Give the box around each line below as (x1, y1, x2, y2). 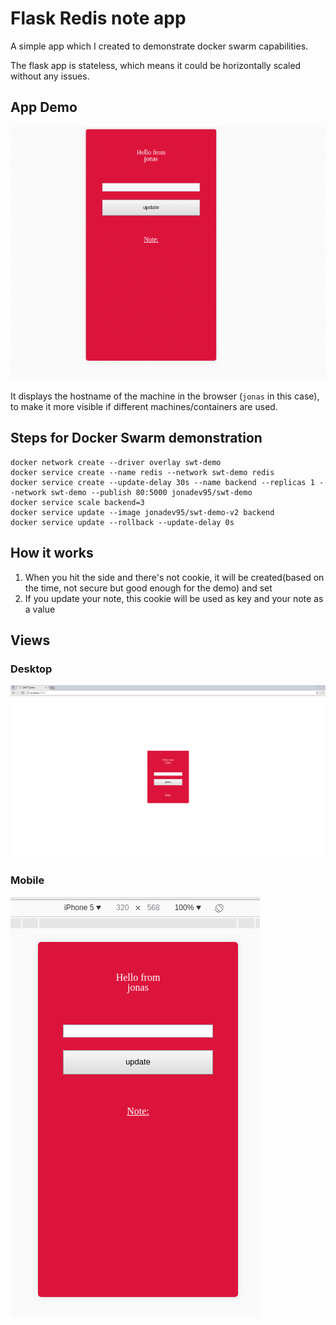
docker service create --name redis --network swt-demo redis (10, 467, 275, 477)
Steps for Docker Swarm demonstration (10, 430, 263, 447)
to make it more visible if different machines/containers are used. (10, 400, 278, 412)
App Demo (10, 99, 78, 116)
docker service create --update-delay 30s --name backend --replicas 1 (10, 477, 315, 487)
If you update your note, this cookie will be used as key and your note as (24, 592, 324, 604)
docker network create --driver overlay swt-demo (10, 457, 222, 467)
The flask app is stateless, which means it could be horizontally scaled (10, 59, 302, 71)
